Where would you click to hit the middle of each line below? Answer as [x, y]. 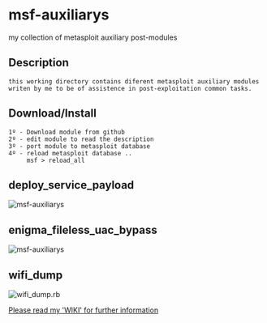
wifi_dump [36, 275]
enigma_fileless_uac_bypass [83, 229]
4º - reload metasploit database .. [70, 153]
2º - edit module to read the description [81, 139]
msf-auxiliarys [59, 15]
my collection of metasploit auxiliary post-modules [93, 37]
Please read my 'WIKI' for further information [84, 310]
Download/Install [53, 114]
